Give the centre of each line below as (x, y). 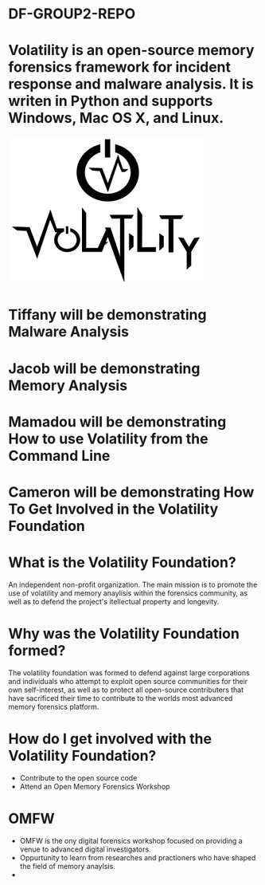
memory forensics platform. (54, 706)
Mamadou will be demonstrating (117, 421)
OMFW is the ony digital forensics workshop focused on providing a (131, 840)
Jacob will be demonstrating (104, 368)
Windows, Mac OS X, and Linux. (116, 118)
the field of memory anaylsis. (67, 866)
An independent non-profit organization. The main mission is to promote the (133, 584)
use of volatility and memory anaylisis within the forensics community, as (128, 593)
